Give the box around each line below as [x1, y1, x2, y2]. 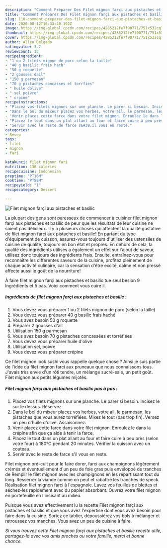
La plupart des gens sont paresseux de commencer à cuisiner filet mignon [5, 215, 158, 221]
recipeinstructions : [5, 100, 48, 105]
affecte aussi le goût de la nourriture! [5, 268, 81, 274]
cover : [5, 35, 19, 40]
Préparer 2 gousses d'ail [12, 322, 63, 328]
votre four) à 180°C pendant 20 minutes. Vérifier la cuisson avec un [12, 441, 151, 447]
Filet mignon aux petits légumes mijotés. [5, 374, 88, 380]
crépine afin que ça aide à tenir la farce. [12, 430, 94, 436]
